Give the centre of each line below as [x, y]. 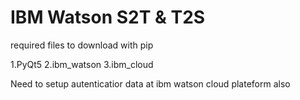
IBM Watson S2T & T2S [108, 17]
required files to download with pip [82, 45]
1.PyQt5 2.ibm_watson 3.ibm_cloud [82, 64]
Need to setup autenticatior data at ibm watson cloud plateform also [150, 83]
